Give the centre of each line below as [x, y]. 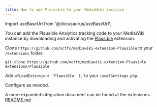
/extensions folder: [25, 53]
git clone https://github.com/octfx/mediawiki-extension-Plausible [76, 62]
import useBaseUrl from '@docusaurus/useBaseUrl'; [58, 24]
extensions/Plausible [27, 66]
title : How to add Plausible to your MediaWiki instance [65, 10]
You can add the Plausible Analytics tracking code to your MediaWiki [75, 33]
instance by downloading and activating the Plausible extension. [70, 38]
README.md [18, 100]
